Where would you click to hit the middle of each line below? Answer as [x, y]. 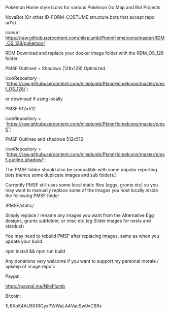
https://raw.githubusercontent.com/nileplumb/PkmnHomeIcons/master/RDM [85, 38]
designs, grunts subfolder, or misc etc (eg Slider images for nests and [78, 221]
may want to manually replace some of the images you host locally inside [82, 190]
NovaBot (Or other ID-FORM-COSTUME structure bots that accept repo [80, 17]
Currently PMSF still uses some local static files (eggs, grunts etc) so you [82, 185]
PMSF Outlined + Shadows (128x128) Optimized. [56, 68]
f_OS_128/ [15, 89]
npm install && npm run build [35, 251]
